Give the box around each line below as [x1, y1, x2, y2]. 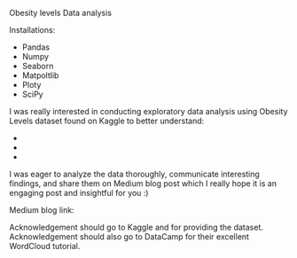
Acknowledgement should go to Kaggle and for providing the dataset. [9, 222, 263, 232]
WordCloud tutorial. [9, 241, 81, 251]
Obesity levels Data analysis [9, 8, 113, 18]
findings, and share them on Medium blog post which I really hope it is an [9, 178, 277, 189]
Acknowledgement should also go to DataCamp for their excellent [9, 231, 250, 242]
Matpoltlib [21, 70, 59, 81]
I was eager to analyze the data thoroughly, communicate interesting [9, 168, 260, 179]
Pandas [21, 42, 51, 52]
